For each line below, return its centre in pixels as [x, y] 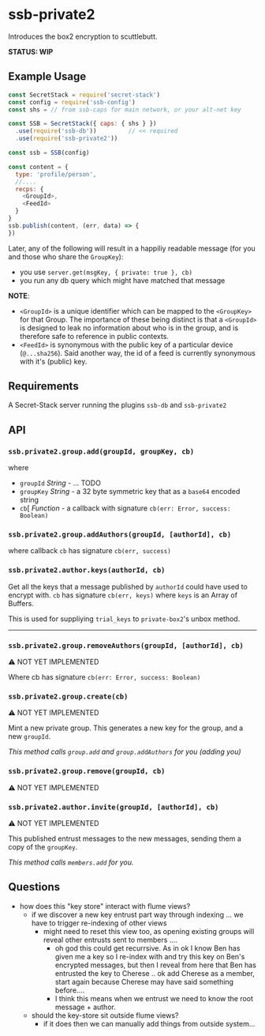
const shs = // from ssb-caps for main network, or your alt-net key [125, 109]
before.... [70, 990]
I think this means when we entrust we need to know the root [154, 998]
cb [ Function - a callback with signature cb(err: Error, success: [125, 508]
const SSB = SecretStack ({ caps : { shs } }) [82, 124]
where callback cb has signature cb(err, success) [90, 551]
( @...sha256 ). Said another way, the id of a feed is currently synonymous [138, 352]
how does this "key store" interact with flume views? [105, 906]
